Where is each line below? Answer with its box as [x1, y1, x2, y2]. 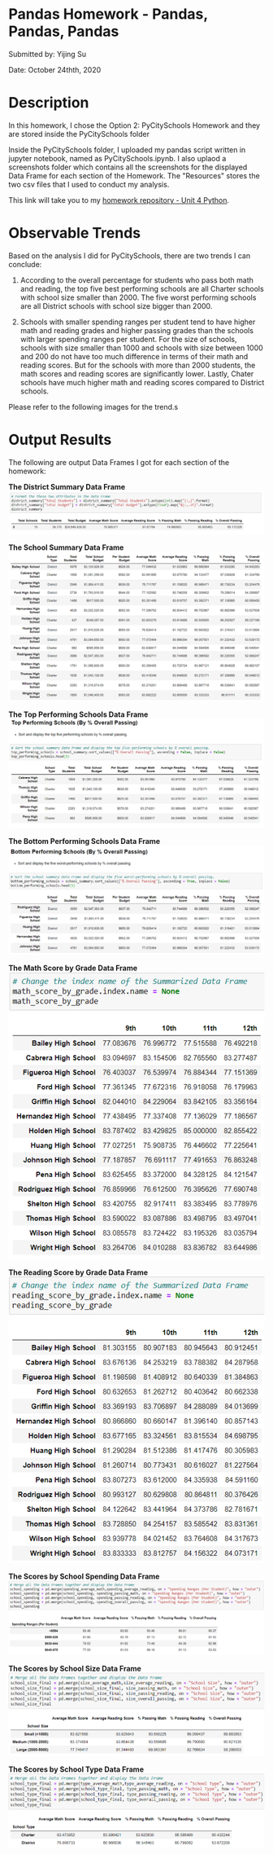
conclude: [8, 259, 42, 269]
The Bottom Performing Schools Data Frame [8, 837, 161, 846]
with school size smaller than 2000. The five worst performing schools [19, 292, 257, 302]
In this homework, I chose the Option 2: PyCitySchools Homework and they [8, 120, 261, 130]
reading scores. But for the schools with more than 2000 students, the [19, 360, 256, 370]
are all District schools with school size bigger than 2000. [19, 301, 213, 310]
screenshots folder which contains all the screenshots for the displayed [8, 162, 248, 172]
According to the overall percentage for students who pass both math [19, 275, 254, 285]
